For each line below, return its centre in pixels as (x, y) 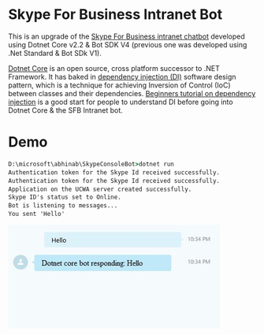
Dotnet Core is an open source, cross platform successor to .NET (114, 68)
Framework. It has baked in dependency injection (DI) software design (122, 76)
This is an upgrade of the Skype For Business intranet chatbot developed (127, 36)
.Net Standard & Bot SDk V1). (55, 53)
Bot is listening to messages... (63, 206)
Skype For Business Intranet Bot (115, 15)
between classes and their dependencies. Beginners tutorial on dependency (132, 93)
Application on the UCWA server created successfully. (100, 189)
